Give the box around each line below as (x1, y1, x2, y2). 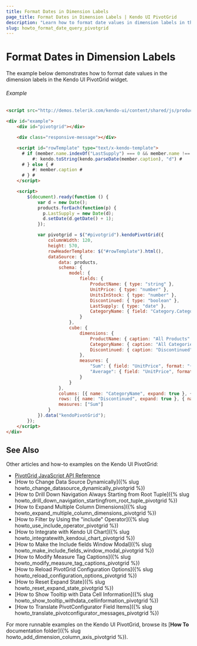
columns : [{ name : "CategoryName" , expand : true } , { (58, 391, 193, 397)
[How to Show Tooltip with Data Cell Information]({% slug (14, 591, 154, 598)
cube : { (69, 325, 88, 331)
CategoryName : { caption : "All (90, 341, 167, 347)
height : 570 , (47, 242, 80, 249)
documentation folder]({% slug (6, 627, 81, 634)
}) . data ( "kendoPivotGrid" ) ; (37, 412, 107, 418)
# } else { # (21, 161, 54, 168)
